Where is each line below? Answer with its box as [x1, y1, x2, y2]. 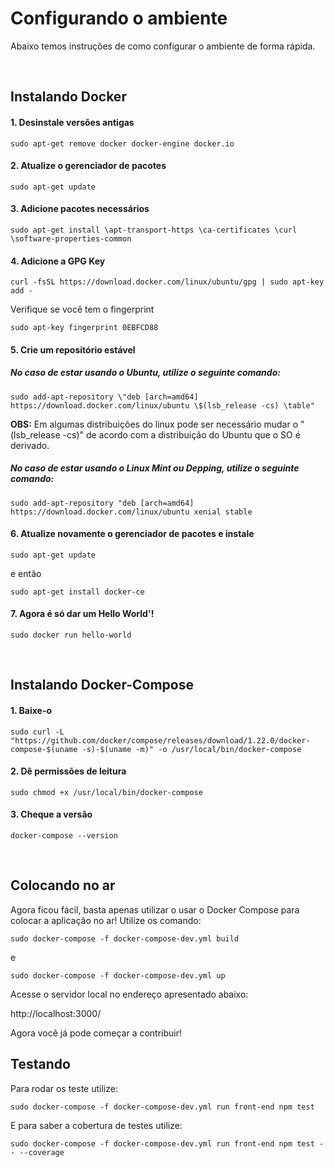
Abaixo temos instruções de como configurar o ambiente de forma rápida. [10, 40, 316, 52]
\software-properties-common [10, 233, 132, 244]
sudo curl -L [10, 727, 65, 737]
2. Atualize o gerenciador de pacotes [10, 160, 167, 172]
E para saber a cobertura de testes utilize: [10, 1119, 183, 1131]
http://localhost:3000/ [10, 1007, 102, 1019]
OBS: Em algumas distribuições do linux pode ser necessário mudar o [10, 418, 299, 430]
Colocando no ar [10, 877, 116, 894]
